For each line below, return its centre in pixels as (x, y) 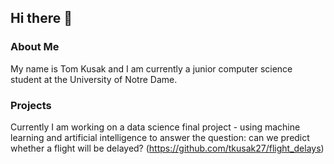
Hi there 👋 (41, 18)
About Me (35, 47)
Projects (31, 105)
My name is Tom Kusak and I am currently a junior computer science (151, 68)
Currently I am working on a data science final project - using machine (155, 127)
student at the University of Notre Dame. (94, 79)
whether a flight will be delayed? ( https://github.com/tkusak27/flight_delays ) (167, 148)
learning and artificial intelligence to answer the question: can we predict (160, 137)
